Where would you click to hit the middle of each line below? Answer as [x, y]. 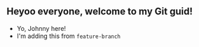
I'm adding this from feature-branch [68, 36]
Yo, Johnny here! [41, 28]
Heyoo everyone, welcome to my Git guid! [100, 12]
